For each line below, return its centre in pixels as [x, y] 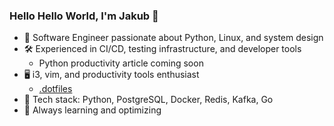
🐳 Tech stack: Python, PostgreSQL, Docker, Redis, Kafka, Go [148, 100]
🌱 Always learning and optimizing [92, 110]
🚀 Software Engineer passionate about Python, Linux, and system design [173, 38]
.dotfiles [55, 89]
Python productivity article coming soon [121, 63]
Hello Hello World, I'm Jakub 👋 [84, 16]
